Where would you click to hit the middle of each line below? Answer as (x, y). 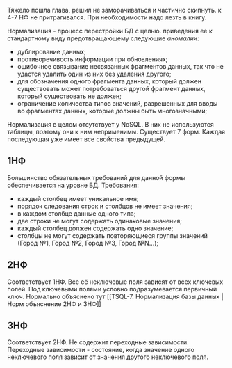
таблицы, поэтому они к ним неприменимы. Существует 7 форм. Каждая (116, 132)
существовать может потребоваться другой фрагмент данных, (111, 89)
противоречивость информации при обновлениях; (92, 59)
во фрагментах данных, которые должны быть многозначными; (112, 111)
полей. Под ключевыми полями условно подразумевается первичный (112, 289)
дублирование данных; (52, 52)
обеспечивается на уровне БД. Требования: (73, 185)
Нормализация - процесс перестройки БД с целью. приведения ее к (110, 31)
